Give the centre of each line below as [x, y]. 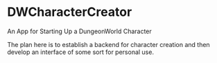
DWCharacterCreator [70, 12]
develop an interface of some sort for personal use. [81, 52]
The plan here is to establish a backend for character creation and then [108, 44]
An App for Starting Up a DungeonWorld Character [80, 31]
